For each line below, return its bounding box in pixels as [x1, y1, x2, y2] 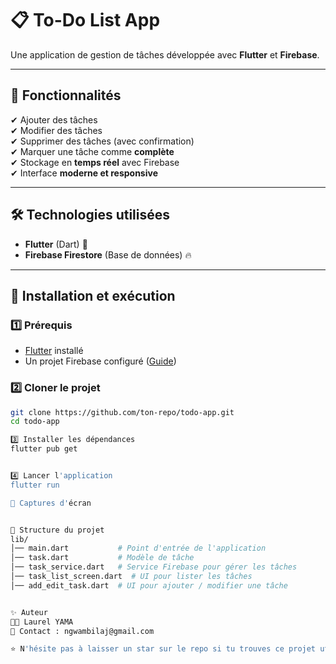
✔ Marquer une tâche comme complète [10, 145, 175, 157]
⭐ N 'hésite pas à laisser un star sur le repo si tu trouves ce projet [10, 644, 317, 654]
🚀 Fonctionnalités [10, 87, 122, 104]
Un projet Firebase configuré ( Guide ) [24, 355, 177, 367]
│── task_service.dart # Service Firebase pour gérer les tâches [10, 562, 298, 572]
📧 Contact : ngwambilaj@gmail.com [10, 626, 155, 636]
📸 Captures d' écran [10, 498, 92, 508]
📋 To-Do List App [10, 9, 161, 32]
